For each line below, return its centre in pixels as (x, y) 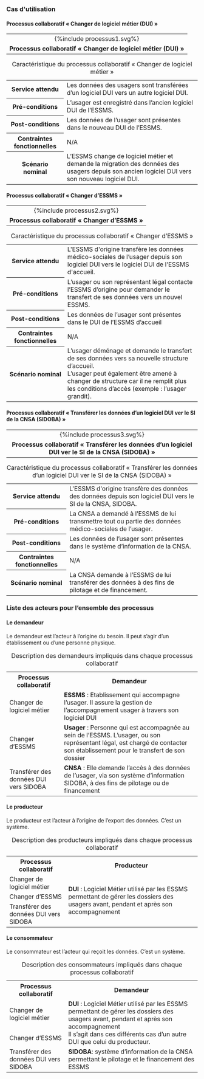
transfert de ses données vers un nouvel (125, 297)
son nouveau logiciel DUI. (103, 179)
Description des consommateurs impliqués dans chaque (102, 965)
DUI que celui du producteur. (109, 1042)
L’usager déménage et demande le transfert (130, 351)
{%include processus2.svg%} (76, 210)
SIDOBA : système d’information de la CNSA (131, 1052)
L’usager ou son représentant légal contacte (130, 282)
